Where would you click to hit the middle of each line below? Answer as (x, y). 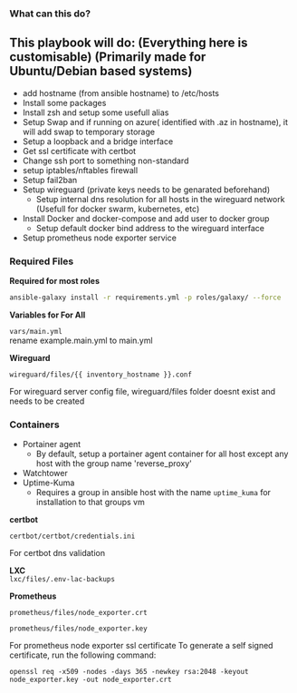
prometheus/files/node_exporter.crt (78, 613)
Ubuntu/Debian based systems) (101, 71)
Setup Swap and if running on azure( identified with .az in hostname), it (155, 122)
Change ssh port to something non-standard (105, 161)
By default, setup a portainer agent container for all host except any (162, 454)
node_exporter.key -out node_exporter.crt (91, 680)
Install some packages (64, 102)
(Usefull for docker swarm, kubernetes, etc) (118, 209)
